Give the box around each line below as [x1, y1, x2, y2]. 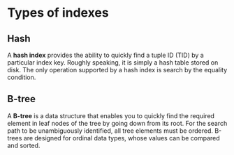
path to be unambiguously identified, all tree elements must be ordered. [7, 127, 214, 135]
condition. [7, 73, 36, 81]
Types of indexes [7, 5, 110, 21]
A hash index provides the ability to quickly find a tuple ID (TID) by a [7, 51, 204, 59]
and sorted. [7, 141, 41, 149]
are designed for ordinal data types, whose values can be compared [23, 133, 220, 142]
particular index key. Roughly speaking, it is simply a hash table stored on [7, 58, 219, 67]
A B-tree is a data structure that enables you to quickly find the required [7, 111, 215, 120]
